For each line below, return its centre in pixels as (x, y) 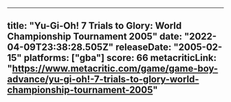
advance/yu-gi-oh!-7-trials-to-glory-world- (103, 79)
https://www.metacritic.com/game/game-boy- (115, 69)
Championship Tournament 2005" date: (95, 37)
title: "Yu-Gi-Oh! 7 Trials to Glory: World (95, 26)
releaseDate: (144, 48)
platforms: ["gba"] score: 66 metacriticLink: (120, 58)
